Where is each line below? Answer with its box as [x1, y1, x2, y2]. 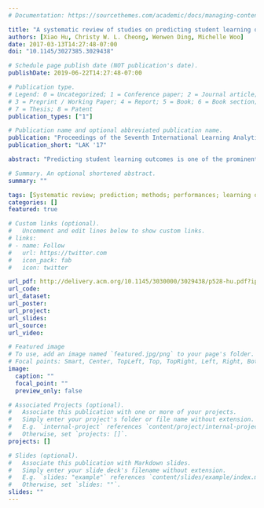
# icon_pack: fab [8, 256, 72, 264]
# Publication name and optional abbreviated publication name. [8, 126, 223, 134]
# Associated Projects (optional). [8, 401, 125, 409]
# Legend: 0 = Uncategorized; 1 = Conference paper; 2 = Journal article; [8, 90, 258, 98]
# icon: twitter [8, 264, 68, 272]
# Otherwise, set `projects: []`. [8, 430, 128, 438]
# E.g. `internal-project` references [8, 423, 143, 431]
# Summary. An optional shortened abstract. [8, 170, 156, 177]
